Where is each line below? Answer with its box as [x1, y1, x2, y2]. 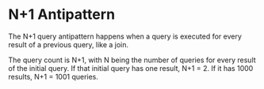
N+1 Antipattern [8, 6, 116, 24]
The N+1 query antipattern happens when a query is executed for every [8, 32, 242, 41]
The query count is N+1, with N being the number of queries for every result [8, 55, 256, 65]
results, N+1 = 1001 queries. [8, 72, 99, 81]
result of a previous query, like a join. [8, 39, 129, 49]
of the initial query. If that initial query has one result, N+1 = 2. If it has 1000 [8, 63, 254, 72]
